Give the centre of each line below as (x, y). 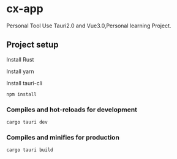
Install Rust (20, 59)
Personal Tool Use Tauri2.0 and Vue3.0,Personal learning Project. (89, 26)
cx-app (25, 9)
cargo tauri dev (27, 122)
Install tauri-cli (24, 83)
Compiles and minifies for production (63, 137)
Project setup (33, 45)
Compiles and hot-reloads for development (72, 110)
